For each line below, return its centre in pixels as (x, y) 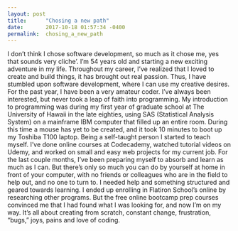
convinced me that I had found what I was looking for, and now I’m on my (114, 205)
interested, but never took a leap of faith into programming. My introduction (118, 100)
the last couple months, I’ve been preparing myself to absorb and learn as (115, 160)
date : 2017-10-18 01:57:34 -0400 (66, 27)
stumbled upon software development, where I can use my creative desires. (118, 84)
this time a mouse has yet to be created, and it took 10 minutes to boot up (115, 129)
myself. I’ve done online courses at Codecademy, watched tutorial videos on (119, 145)
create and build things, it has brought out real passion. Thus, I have (107, 77)
